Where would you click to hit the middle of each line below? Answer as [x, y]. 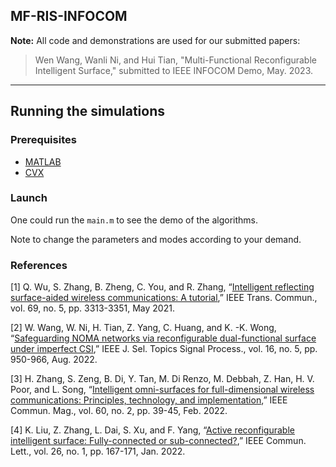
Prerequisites [43, 140]
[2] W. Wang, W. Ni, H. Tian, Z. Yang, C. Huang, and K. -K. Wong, [143, 328]
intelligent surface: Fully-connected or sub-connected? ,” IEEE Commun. [158, 441]
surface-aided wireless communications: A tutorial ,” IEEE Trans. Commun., [164, 298]
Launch [29, 198]
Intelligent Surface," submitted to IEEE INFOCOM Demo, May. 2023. [174, 70]
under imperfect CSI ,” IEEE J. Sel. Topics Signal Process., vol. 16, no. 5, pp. [164, 349]
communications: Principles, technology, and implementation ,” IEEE [149, 400]
